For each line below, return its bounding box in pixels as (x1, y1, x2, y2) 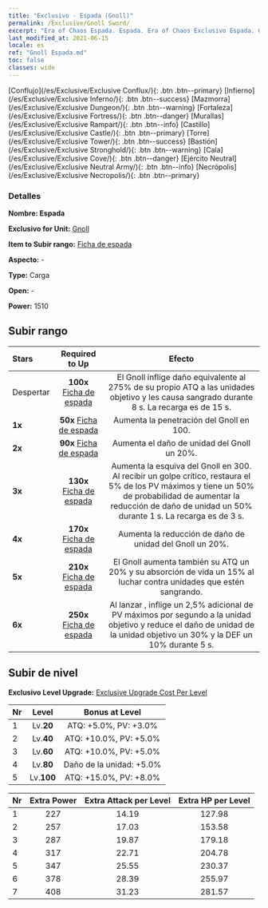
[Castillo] (180, 119, 211, 129)
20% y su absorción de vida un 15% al (108, 566, 254, 577)
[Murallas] (191, 111, 225, 121)
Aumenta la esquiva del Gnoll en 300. (111, 460, 252, 471)
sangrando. (160, 586, 203, 597)
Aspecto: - (8, 255, 45, 264)
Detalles (8, 190, 41, 201)
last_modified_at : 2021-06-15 (8, 34, 109, 42)
